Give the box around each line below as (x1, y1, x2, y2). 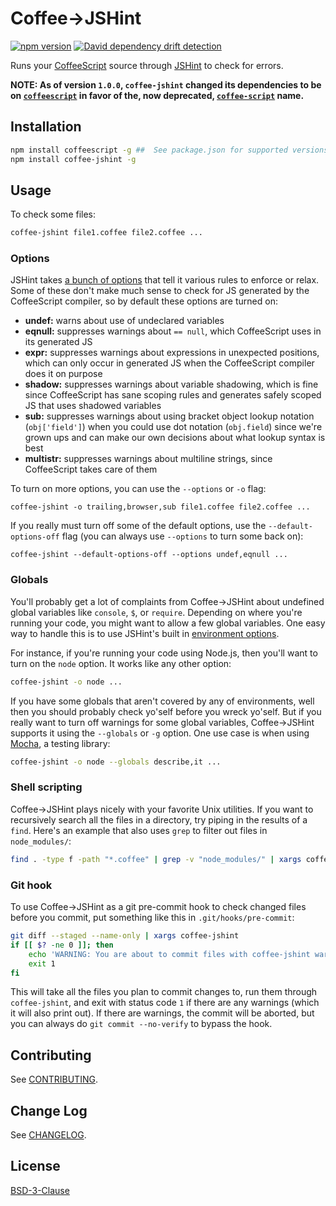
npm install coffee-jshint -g (10, 154, 137, 164)
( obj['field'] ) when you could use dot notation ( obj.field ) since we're (24, 421, 323, 433)
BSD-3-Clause (10, 1184, 70, 1196)
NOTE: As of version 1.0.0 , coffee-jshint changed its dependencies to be (10, 78, 322, 91)
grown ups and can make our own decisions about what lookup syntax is (24, 432, 326, 444)
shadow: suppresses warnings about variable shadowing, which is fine (24, 378, 319, 391)
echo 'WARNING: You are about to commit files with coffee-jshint (28, 949, 311, 959)
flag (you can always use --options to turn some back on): (61, 530, 304, 542)
